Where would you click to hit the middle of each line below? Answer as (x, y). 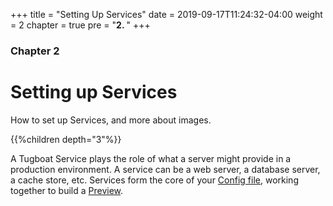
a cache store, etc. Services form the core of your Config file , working (154, 180)
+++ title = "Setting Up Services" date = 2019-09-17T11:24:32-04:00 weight (166, 14)
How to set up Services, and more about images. (111, 120)
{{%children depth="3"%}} (66, 139)
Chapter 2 (35, 51)
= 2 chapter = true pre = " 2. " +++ (80, 25)
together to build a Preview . (67, 190)
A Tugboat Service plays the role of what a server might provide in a (151, 158)
